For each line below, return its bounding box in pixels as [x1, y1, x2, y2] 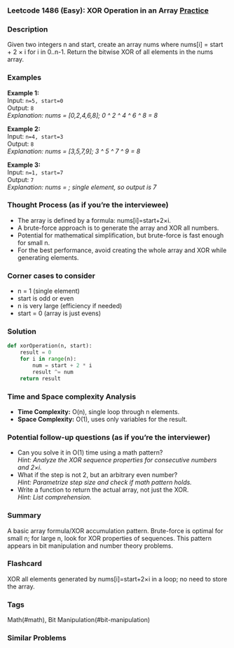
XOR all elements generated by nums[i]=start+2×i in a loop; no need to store [7, 574, 228, 583]
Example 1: [7, 88, 40, 97]
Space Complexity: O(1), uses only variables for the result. [17, 415, 188, 423]
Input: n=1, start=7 [7, 167, 64, 177]
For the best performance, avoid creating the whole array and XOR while [17, 246, 227, 254]
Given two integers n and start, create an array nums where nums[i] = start [7, 41, 223, 49]
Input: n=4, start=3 [7, 132, 64, 140]
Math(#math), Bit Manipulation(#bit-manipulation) [7, 616, 151, 624]
